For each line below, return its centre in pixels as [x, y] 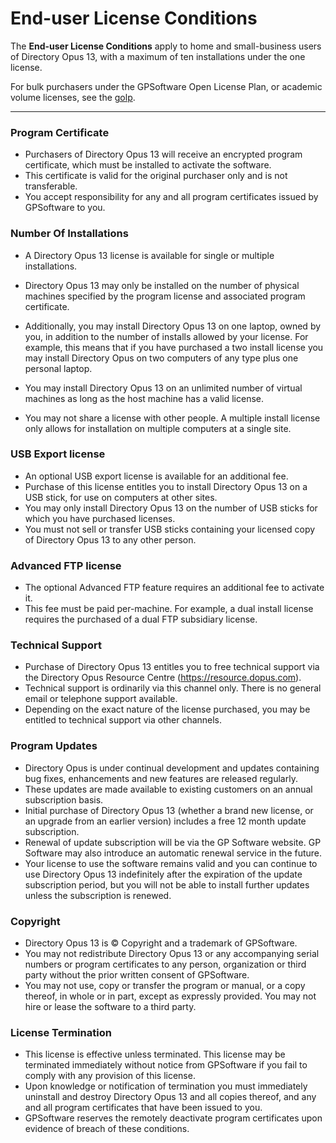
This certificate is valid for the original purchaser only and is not [156, 176]
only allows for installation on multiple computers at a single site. [158, 428]
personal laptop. [58, 368]
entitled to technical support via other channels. [123, 720]
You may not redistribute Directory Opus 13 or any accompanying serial [172, 954]
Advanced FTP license [66, 565]
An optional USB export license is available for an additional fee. [156, 476]
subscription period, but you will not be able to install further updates [167, 884]
